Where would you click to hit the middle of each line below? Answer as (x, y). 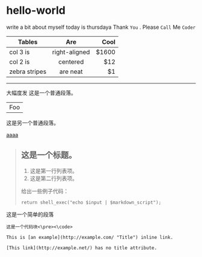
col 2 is (20, 62)
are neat (71, 71)
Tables (28, 41)
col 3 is (20, 52)
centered (71, 62)
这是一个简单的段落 (30, 214)
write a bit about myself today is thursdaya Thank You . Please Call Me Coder (101, 27)
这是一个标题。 (49, 155)
